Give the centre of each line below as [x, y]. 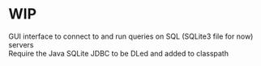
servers [21, 44]
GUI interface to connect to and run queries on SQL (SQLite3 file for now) [131, 36]
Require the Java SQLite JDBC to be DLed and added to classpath [119, 53]
